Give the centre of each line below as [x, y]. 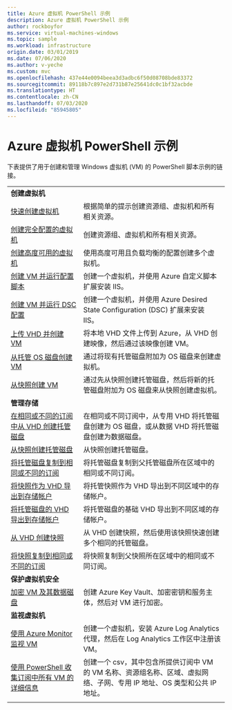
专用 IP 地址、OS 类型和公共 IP [167, 682]
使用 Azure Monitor [42, 633]
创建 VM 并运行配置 [42, 276]
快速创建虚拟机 [35, 211]
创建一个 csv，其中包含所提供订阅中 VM [148, 662]
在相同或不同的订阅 [42, 416]
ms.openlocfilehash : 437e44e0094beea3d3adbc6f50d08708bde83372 [100, 78]
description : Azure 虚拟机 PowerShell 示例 [68, 20]
